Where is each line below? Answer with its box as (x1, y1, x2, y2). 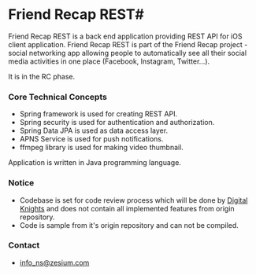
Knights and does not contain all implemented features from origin (19, 203, 235, 213)
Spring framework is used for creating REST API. (19, 109, 178, 119)
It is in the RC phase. (8, 71, 76, 81)
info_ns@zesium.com (19, 258, 90, 267)
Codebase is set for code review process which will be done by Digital (19, 195, 248, 205)
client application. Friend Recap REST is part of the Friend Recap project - (8, 39, 248, 49)
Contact (8, 240, 40, 251)
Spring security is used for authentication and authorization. (19, 118, 215, 127)
